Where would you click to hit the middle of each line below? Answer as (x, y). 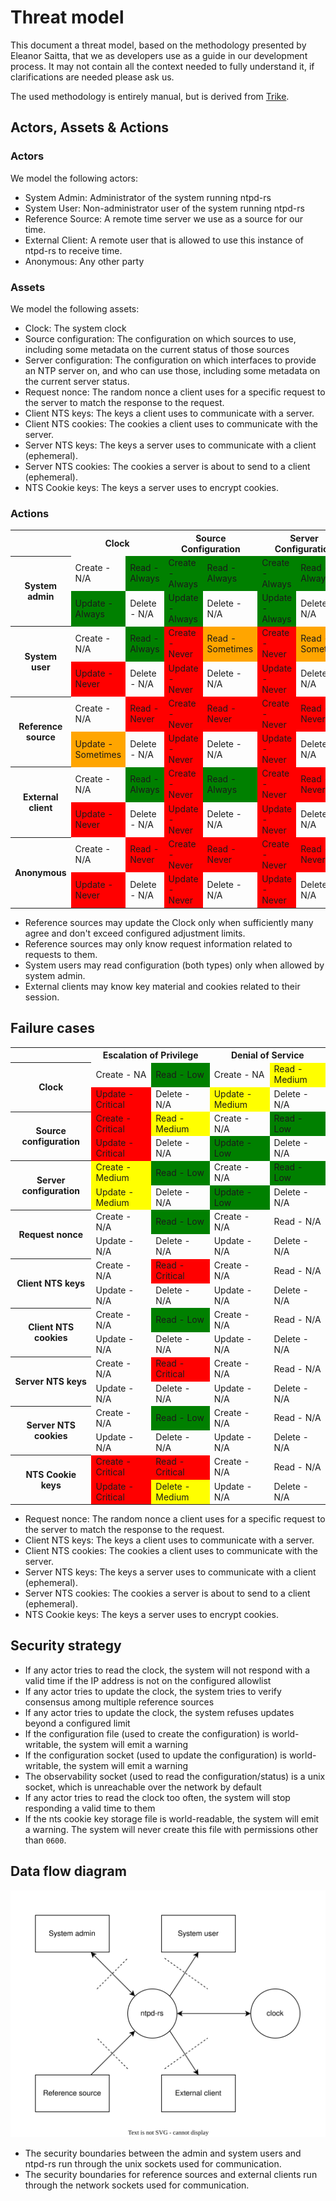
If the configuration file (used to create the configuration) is (147, 1733)
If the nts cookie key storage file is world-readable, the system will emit (172, 1818)
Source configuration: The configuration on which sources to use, (160, 338)
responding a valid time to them (90, 1808)
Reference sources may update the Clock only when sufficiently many (169, 922)
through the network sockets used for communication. (137, 2185)
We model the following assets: (75, 308)
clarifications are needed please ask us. (92, 77)
